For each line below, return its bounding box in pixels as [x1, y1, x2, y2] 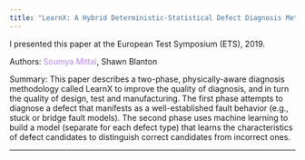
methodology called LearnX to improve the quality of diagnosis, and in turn [9, 83, 290, 94]
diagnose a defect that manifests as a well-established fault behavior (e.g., [9, 102, 289, 114]
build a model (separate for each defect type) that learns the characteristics [9, 122, 293, 133]
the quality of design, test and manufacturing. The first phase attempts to [9, 93, 283, 104]
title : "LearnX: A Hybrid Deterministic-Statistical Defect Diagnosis [9, 13, 282, 23]
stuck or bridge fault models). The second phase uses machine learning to [9, 112, 289, 123]
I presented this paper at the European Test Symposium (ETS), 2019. [9, 38, 266, 49]
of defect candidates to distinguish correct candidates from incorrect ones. [9, 131, 291, 142]
